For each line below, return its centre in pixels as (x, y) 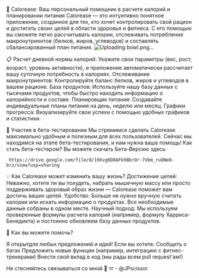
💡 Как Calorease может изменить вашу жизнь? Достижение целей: (92, 176)
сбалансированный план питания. (49, 47)
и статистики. (24, 118)
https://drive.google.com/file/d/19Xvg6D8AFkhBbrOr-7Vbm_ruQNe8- (91, 160)
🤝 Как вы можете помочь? (40, 232)
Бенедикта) (21, 221)
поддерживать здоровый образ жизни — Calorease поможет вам (89, 189)
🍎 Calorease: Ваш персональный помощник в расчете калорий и (88, 9)
